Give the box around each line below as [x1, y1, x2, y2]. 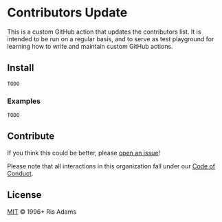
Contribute [7, 131, 55, 142]
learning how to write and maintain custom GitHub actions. [7, 42, 173, 50]
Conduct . [7, 169, 34, 177]
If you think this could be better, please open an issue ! [7, 148, 161, 157]
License [7, 189, 42, 201]
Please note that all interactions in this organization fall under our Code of [7, 162, 216, 170]
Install [7, 62, 34, 74]
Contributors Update [7, 5, 128, 21]
